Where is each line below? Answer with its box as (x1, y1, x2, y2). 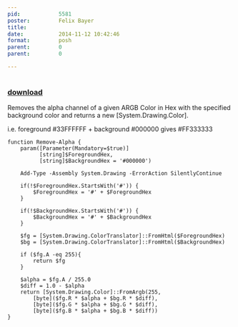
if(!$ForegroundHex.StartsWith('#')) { (20, 183, 139, 190)
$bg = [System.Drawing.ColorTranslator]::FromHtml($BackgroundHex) (20, 238, 225, 246)
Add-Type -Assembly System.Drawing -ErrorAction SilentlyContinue (20, 170, 222, 177)
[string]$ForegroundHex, (39, 151, 114, 159)
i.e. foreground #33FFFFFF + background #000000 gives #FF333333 (7, 125, 213, 134)
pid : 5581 (7, 10, 72, 18)
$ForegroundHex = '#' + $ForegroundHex (33, 188, 152, 196)
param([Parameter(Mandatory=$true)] (20, 145, 130, 152)
